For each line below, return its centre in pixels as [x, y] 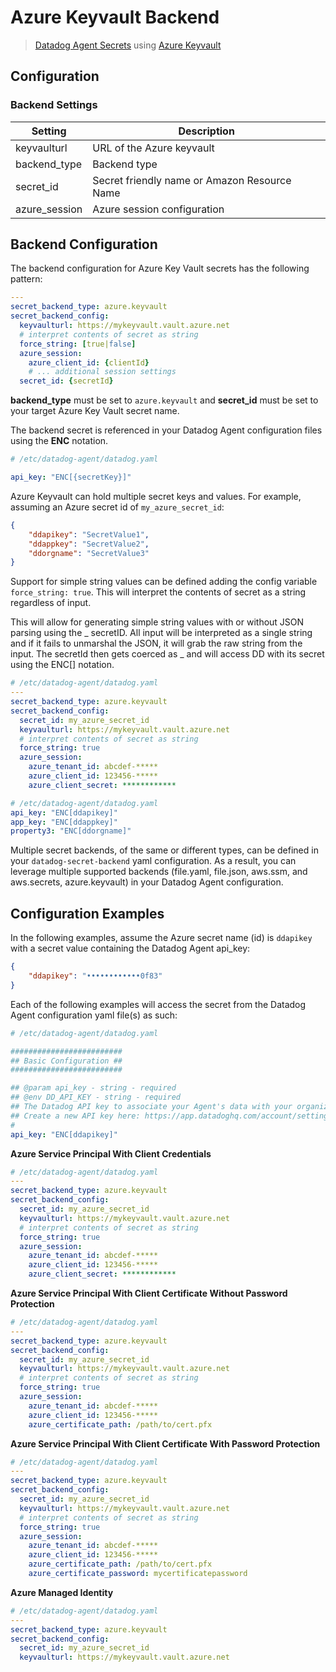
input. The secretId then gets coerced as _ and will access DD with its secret [167, 654]
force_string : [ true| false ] [78, 344]
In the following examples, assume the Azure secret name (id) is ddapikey [161, 938]
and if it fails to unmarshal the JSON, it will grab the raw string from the [156, 643]
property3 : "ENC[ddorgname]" [71, 831]
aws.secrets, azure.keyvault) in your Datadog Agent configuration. [147, 882]
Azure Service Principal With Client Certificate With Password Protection [165, 1443]
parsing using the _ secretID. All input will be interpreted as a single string [161, 633]
